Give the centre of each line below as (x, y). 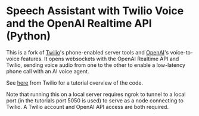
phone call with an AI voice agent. (48, 71)
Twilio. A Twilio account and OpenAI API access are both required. (87, 107)
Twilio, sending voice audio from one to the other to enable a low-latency (96, 65)
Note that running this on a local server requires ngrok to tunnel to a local (96, 94)
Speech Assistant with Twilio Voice (95, 11)
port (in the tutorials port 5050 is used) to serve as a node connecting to (95, 100)
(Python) (28, 36)
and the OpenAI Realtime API (79, 23)
